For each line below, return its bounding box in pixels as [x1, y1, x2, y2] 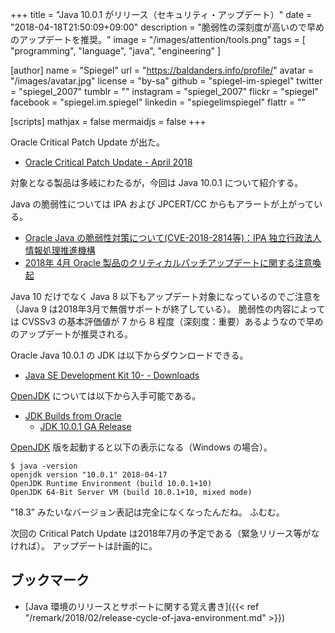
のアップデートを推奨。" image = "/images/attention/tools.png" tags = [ [10, 34, 306, 45]
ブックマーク [10, 572, 90, 589]
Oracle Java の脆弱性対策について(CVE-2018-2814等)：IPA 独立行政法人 [24, 232, 322, 243]
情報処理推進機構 [24, 244, 96, 256]
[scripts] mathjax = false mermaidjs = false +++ [10, 116, 207, 127]
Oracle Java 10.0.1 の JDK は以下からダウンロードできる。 [10, 349, 249, 361]
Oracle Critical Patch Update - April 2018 [24, 156, 193, 168]
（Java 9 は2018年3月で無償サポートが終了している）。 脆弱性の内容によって [10, 303, 326, 315]
